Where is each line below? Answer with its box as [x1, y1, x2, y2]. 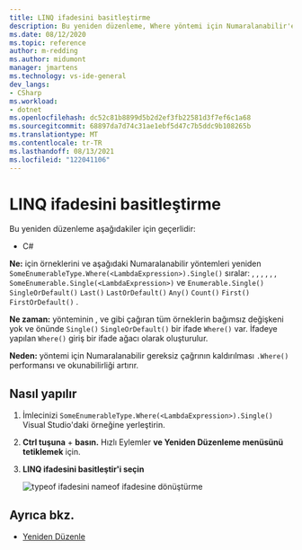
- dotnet [9, 105, 42, 114]
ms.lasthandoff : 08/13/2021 [9, 146, 115, 155]
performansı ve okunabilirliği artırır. [9, 360, 139, 371]
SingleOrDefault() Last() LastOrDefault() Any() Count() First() [9, 288, 250, 297]
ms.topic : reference [9, 38, 87, 48]
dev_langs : [9, 80, 50, 89]
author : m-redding [9, 47, 78, 56]
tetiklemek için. [22, 447, 81, 457]
